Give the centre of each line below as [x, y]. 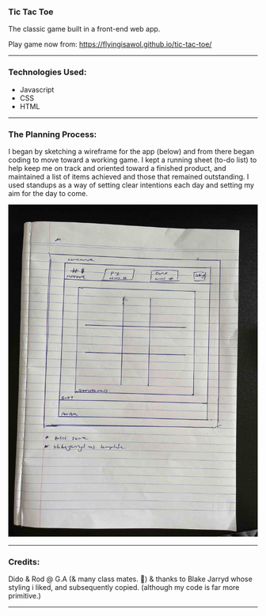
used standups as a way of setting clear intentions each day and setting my [131, 185]
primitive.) [25, 596]
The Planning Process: [53, 134]
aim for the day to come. [48, 193]
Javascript [37, 89]
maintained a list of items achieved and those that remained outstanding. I [129, 176]
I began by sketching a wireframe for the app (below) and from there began [131, 151]
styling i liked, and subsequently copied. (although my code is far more [124, 588]
